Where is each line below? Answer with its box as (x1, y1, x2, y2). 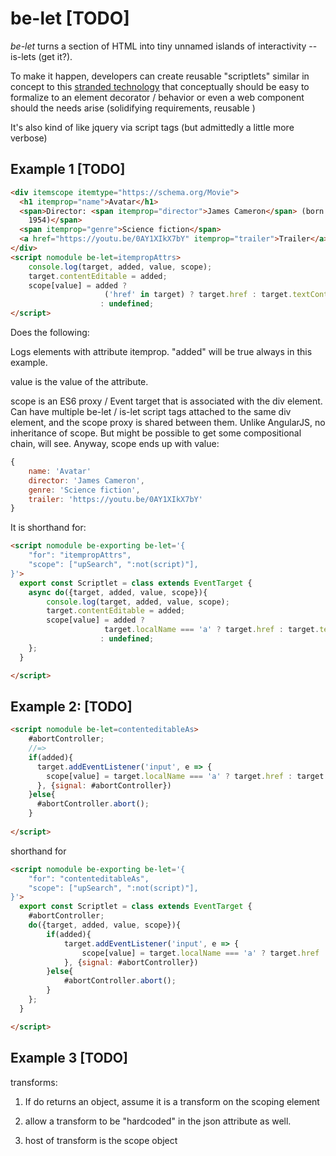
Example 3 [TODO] (10, 1050, 128, 1067)
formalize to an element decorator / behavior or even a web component (10, 91, 305, 103)
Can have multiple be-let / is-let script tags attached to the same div (10, 406, 292, 417)
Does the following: (10, 327, 90, 338)
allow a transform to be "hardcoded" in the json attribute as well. (24, 1115, 292, 1127)
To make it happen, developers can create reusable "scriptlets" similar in (10, 70, 310, 82)
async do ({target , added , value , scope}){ (28, 587, 208, 597)
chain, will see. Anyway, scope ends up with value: (10, 438, 220, 449)
